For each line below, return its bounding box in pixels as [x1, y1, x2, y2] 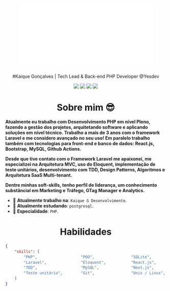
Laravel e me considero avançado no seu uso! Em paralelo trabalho [5, 135, 151, 141]
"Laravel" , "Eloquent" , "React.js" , [23, 260, 157, 265]
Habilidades [60, 226, 112, 238]
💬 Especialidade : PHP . [12, 208, 59, 214]
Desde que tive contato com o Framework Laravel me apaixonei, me [5, 155, 152, 162]
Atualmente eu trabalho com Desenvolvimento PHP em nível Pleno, [5, 119, 151, 125]
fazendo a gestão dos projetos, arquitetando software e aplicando [5, 124, 148, 130]
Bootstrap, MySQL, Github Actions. [5, 146, 82, 152]
